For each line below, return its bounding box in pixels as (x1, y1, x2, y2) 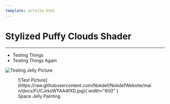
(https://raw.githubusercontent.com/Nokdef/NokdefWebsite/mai (18, 82, 152, 88)
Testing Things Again (12, 57, 57, 63)
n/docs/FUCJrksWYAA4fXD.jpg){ (18, 87, 88, 93)
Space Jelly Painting (18, 93, 61, 99)
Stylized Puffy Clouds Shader (5, 30, 132, 42)
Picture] (31, 77, 48, 83)
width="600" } (88, 87, 119, 93)
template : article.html (5, 8, 56, 13)
